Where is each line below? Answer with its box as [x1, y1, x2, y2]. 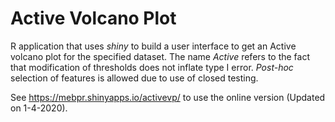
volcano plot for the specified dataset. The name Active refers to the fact [10, 50, 311, 62]
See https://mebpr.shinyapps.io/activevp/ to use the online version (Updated [10, 91, 326, 103]
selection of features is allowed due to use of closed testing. [10, 72, 259, 84]
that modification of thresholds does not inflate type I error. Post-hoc [10, 61, 294, 73]
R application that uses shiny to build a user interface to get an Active [10, 40, 297, 52]
